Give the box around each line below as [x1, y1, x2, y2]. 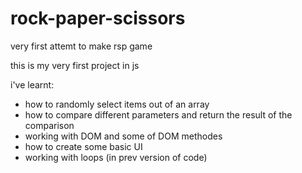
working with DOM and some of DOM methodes [24, 130, 223, 142]
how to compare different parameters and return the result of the [24, 108, 293, 121]
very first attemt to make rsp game [10, 40, 153, 52]
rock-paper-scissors [10, 7, 186, 30]
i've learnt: [10, 78, 55, 91]
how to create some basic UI [24, 140, 143, 152]
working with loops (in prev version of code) [24, 151, 208, 163]
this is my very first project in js [10, 59, 140, 71]
